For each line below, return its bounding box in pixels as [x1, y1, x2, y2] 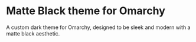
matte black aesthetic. [6, 30, 60, 37]
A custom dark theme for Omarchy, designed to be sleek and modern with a [6, 24, 191, 31]
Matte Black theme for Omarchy [6, 4, 165, 18]
